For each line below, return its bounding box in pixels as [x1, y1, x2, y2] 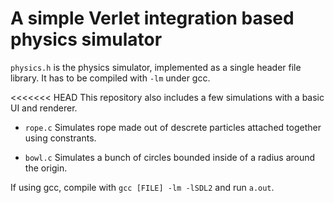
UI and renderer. [10, 102, 78, 114]
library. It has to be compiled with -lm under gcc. [10, 72, 211, 84]
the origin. [24, 162, 68, 174]
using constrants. [24, 132, 97, 144]
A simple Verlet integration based [10, 7, 295, 30]
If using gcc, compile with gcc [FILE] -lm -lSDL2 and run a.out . [10, 181, 275, 193]
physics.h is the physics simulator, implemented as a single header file [10, 61, 302, 73]
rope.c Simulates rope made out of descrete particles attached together [24, 121, 322, 133]
